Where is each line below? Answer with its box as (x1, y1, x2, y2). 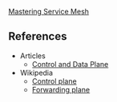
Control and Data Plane (31, 59, 109, 69)
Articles (19, 51, 46, 61)
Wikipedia (19, 68, 54, 77)
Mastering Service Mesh (8, 7, 90, 16)
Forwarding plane (31, 84, 91, 94)
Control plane (31, 76, 78, 86)
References (8, 29, 67, 43)
